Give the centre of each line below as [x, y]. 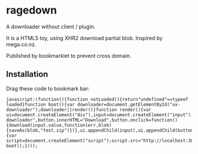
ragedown [32, 10]
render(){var [135, 110]
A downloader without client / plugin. [51, 27]
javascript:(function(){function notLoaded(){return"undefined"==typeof [97, 99]
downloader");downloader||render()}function [62, 110]
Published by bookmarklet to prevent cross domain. [69, 55]
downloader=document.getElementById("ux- [129, 104]
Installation [27, 74]
